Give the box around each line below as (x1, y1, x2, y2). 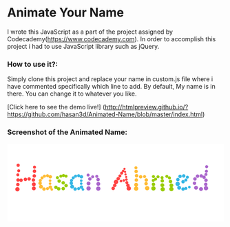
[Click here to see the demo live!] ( (7, 103, 105, 111)
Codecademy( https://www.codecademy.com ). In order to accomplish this (7, 34, 216, 43)
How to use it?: (7, 59, 59, 69)
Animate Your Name (7, 5, 124, 21)
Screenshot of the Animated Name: (7, 127, 127, 137)
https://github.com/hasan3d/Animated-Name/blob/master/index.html (7, 110, 203, 118)
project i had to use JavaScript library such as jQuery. (7, 42, 160, 50)
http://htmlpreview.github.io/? (104, 103, 189, 111)
